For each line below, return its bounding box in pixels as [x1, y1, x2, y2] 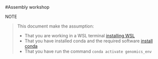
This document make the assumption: [17, 23, 94, 29]
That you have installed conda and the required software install [24, 38, 153, 44]
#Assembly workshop [5, 4, 49, 10]
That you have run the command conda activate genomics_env [24, 49, 152, 54]
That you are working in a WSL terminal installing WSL [24, 33, 135, 38]
